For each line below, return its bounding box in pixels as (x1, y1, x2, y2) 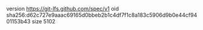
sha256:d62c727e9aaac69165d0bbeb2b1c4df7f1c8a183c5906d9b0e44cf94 (6, 11, 198, 19)
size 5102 (32, 18, 56, 25)
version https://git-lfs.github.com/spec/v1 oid (6, 5, 119, 12)
